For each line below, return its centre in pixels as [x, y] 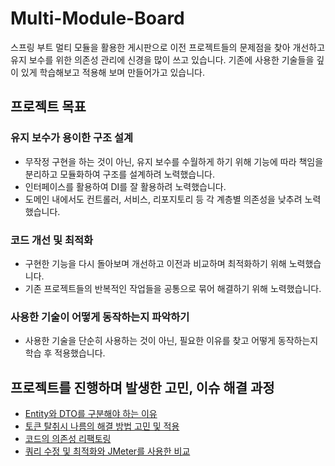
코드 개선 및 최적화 [52, 240]
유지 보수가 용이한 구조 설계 [72, 138]
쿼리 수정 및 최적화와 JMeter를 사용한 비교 [107, 451]
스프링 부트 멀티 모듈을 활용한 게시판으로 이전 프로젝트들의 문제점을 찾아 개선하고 [168, 47]
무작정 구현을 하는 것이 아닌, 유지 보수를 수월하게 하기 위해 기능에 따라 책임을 [174, 161]
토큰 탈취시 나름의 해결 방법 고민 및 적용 [102, 426]
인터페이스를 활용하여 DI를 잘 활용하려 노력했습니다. [125, 186]
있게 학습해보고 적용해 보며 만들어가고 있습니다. [113, 72]
